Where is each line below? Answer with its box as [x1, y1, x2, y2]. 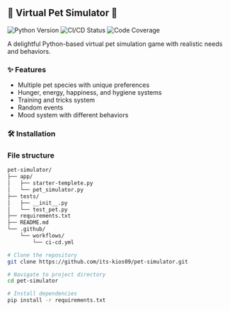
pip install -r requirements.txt [7, 297, 106, 304]
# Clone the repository [7, 252, 78, 259]
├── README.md [7, 219, 50, 226]
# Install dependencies [7, 291, 78, 298]
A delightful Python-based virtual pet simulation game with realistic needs [7, 40, 223, 48]
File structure [7, 150, 54, 160]
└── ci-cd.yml [33, 238, 74, 246]
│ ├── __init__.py [7, 199, 69, 206]
